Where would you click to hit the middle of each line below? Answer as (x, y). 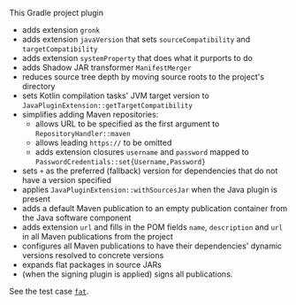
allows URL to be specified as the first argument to (127, 124)
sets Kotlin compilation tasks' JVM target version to (115, 95)
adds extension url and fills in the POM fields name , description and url (152, 227)
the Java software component (76, 217)
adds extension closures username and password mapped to (142, 152)
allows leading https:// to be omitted (103, 142)
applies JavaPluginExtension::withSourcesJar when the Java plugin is (150, 190)
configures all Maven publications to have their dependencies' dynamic (152, 246)
